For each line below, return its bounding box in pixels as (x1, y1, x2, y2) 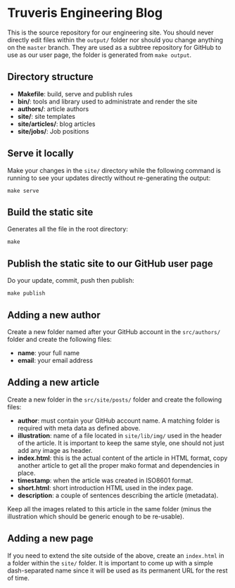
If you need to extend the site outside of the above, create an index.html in (7, 551, 224, 560)
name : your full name (17, 349, 80, 357)
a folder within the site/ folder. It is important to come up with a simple (7, 558, 213, 567)
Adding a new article (7, 376, 100, 388)
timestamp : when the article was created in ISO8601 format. (17, 476, 193, 485)
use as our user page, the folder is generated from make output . (7, 51, 192, 59)
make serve (7, 187, 39, 194)
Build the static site (7, 206, 94, 218)
